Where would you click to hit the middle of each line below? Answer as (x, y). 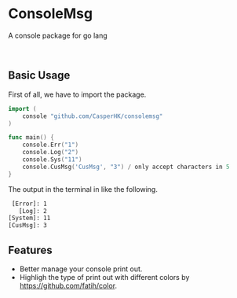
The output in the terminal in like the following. (83, 189)
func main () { (31, 138)
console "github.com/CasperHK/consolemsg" (93, 116)
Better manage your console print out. (81, 269)
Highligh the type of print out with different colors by (104, 277)
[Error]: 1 (29, 204)
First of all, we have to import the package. (77, 94)
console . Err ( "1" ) (51, 145)
